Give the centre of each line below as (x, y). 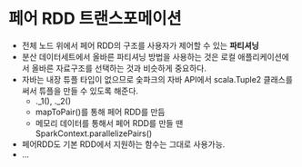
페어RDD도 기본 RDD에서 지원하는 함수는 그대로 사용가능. (123, 144)
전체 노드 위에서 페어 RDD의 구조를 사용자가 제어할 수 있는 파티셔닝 (141, 45)
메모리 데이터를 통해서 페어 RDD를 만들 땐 (109, 123)
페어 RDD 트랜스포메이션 (95, 19)
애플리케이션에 (264, 56)
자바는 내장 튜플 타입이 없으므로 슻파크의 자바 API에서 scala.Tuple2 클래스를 (157, 79)
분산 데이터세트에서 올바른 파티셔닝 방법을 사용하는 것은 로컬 (129, 56)
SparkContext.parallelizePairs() (94, 133)
